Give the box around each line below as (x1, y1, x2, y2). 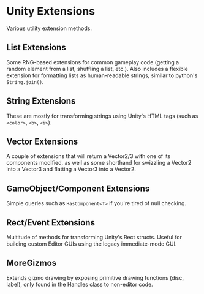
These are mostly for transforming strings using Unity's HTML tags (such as (6, 112, 198, 119)
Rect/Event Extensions (6, 217, 95, 228)
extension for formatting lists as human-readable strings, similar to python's (6, 72, 198, 79)
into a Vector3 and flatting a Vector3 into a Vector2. (6, 165, 137, 173)
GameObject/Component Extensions (6, 183, 150, 194)
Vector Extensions (6, 136, 78, 146)
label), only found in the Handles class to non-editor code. (6, 281, 153, 288)
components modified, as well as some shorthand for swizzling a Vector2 (6, 159, 192, 167)
